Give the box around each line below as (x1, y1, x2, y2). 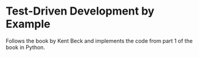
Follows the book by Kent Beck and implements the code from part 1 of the (5, 37, 193, 44)
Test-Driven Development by (5, 4, 155, 18)
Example (5, 17, 51, 31)
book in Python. (5, 44, 46, 51)
